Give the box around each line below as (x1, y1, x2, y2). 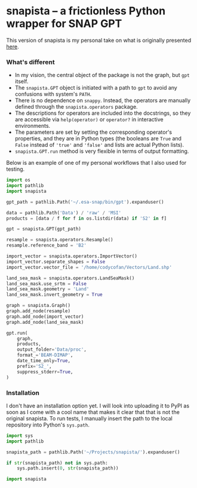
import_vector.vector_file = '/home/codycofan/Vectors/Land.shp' (6, 264, 172, 270)
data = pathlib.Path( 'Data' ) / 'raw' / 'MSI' (6, 210, 121, 216)
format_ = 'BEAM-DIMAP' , (17, 352, 73, 358)
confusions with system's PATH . (14, 91, 92, 98)
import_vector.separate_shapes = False (6, 259, 106, 265)
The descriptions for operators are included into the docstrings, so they (14, 109, 191, 117)
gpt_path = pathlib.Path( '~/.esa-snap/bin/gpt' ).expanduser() (6, 199, 164, 205)
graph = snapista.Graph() (6, 303, 70, 309)
